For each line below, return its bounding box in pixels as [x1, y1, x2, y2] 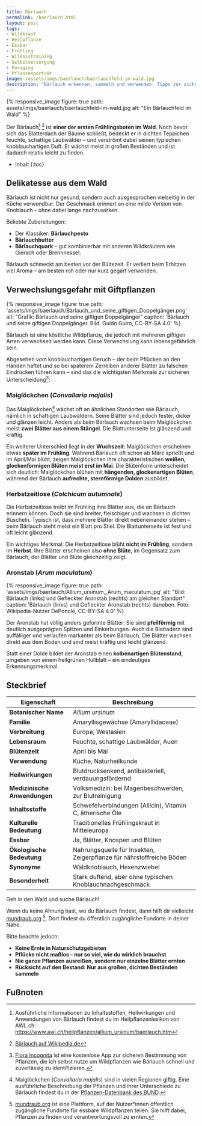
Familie [9, 718, 31, 726]
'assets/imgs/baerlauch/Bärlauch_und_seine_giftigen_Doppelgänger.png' [6, 307, 188, 314]
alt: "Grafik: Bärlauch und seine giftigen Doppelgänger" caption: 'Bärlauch [6, 313, 189, 320]
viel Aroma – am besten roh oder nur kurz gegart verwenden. [6, 267, 158, 274]
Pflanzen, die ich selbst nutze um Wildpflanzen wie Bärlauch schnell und [14, 1057, 195, 1065]
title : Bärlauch [6, 8, 47, 15]
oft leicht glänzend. [6, 529, 54, 536]
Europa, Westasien [73, 728, 126, 736]
